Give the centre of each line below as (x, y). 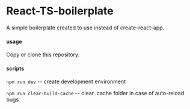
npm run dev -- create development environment (66, 81)
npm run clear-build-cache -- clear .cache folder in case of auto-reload (95, 93)
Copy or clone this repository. (43, 54)
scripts (15, 68)
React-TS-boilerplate (60, 11)
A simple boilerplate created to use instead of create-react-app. (85, 28)
